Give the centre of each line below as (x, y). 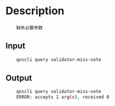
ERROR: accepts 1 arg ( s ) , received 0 (63, 97)
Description (35, 11)
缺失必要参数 (29, 28)
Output (19, 78)
